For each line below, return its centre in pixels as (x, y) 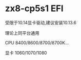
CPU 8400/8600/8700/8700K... (37, 42)
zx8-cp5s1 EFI (34, 9)
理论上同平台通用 (22, 33)
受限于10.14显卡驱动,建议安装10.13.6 (41, 22)
